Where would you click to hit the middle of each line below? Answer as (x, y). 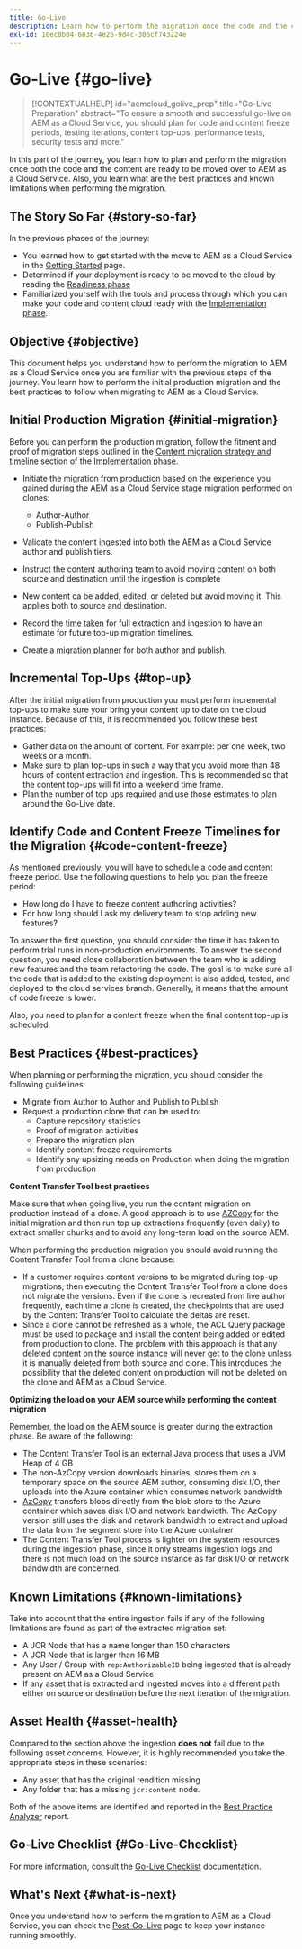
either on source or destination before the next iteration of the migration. (156, 1693)
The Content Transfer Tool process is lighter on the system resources (151, 1539)
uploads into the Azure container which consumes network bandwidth (152, 1492)
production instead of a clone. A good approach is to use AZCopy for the (144, 1214)
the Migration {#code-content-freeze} (119, 846)
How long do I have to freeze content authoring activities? (129, 904)
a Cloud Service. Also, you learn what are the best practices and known (142, 179)
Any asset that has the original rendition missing (111, 1780)
